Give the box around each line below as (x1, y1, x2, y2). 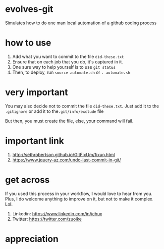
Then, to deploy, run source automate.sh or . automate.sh (12, 69, 130, 75)
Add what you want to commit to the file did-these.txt (12, 53, 124, 59)
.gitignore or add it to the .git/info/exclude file (5, 108, 104, 114)
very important (5, 87, 68, 98)
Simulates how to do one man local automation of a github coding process (5, 20, 157, 26)
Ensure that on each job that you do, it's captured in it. (12, 58, 123, 65)
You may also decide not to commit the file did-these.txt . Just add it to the (5, 103, 160, 109)
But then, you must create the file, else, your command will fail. (5, 118, 134, 124)
